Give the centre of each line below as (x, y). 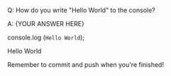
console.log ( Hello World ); (46, 37)
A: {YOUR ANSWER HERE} (46, 24)
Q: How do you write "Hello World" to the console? (82, 10)
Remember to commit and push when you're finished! (86, 65)
